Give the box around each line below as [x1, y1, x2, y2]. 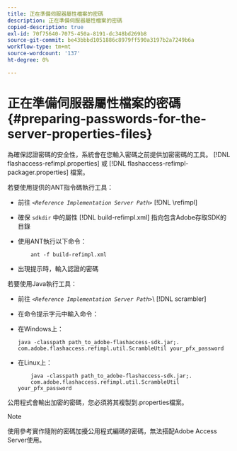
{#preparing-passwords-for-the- [7, 110, 207, 127]
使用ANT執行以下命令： [17, 236, 87, 245]
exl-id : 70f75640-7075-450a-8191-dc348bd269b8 [7, 30, 147, 38]
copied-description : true [7, 23, 83, 30]
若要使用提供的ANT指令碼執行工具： [7, 183, 114, 191]
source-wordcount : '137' [7, 50, 81, 57]
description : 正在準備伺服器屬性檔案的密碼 [7, 17, 122, 24]
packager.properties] [7, 168, 69, 176]
